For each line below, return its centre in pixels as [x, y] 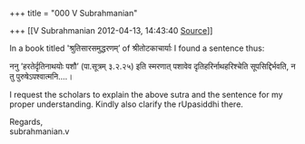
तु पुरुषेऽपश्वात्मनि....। [41, 77]
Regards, [26, 122]
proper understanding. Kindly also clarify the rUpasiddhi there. [126, 104]
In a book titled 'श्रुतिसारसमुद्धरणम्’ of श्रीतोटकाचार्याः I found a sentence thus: [137, 48]
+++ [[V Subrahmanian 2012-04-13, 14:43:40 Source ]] [111, 30]
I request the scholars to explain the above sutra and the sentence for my [146, 95]
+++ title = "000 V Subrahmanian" [74, 13]
